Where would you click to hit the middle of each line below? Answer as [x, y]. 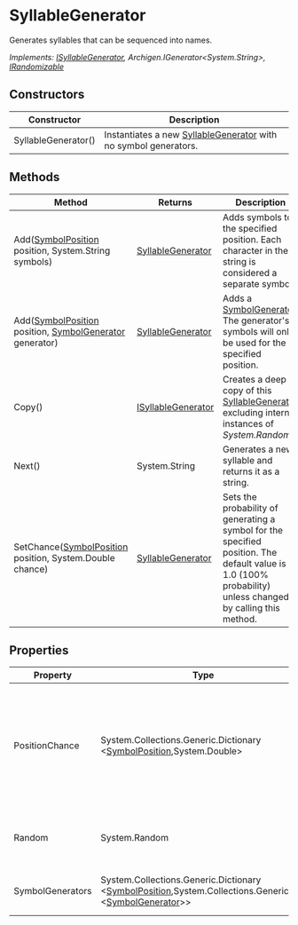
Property [53, 676]
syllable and [248, 460]
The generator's [256, 320]
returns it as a [251, 471]
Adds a [238, 298]
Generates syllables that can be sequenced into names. [111, 40]
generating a [249, 518]
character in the [256, 250]
